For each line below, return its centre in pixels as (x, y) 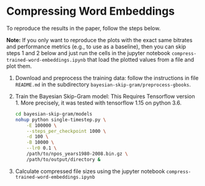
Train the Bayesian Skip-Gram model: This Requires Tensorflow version (105, 96)
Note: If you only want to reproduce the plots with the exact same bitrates (99, 40)
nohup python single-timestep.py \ (61, 120)
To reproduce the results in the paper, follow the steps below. (84, 28)
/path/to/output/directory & (64, 159)
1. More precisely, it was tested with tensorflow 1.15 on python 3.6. (98, 103)
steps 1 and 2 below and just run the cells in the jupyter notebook (88, 53)
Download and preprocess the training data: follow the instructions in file (107, 78)
